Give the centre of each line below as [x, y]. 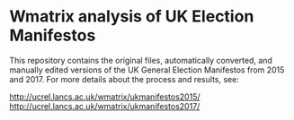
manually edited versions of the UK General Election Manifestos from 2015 [147, 70]
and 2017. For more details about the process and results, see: [125, 79]
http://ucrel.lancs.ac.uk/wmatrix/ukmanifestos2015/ [105, 97]
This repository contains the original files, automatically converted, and [141, 60]
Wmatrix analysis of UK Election [132, 17]
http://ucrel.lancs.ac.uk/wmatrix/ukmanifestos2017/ [105, 106]
